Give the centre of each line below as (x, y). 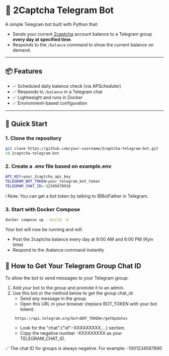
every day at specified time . (42, 39)
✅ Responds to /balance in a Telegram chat (57, 92)
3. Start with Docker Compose (43, 210)
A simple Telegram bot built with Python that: (52, 24)
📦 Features (24, 71)
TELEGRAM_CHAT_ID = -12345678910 (38, 186)
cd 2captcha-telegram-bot (32, 153)
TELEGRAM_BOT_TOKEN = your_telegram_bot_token (53, 182)
